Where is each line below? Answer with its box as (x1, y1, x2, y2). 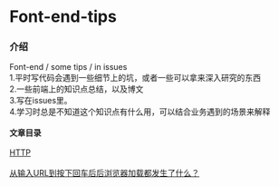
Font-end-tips (9, 6, 118, 27)
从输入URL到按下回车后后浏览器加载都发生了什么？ (9, 168, 200, 179)
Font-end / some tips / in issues (9, 62, 128, 73)
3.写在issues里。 (9, 95, 72, 106)
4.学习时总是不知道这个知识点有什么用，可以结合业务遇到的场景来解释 (9, 106, 271, 117)
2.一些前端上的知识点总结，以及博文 (9, 84, 144, 94)
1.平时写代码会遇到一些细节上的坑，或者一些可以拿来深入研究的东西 (9, 73, 261, 84)
